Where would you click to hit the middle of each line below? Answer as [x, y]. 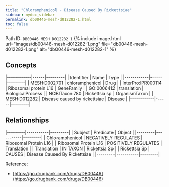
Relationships [27, 120]
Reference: [17, 164]
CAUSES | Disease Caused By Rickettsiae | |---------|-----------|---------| [83, 154]
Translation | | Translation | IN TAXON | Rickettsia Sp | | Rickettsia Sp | [78, 148]
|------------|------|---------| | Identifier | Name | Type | [64, 78]
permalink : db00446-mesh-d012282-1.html [48, 19]
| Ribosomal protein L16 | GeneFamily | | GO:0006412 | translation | [74, 88]
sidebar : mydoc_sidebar [30, 15]
